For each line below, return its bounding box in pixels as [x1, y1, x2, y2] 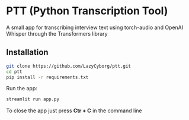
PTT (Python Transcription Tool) [6, 4, 168, 18]
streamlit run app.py [6, 96, 60, 102]
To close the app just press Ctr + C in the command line [6, 107, 142, 114]
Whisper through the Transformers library [6, 30, 108, 37]
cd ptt [6, 68, 23, 75]
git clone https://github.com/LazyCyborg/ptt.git [6, 63, 132, 69]
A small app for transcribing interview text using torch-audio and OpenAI [6, 24, 184, 31]
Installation [6, 48, 49, 58]
